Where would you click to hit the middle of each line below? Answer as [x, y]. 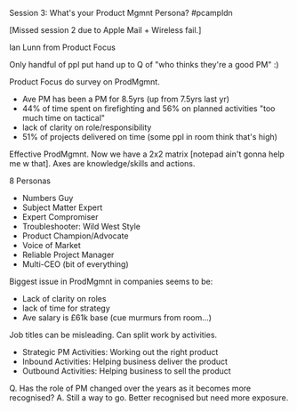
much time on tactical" [63, 118]
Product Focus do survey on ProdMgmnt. [84, 82]
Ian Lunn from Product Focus [62, 47]
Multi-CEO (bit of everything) [75, 264]
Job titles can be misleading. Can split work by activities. [113, 335]
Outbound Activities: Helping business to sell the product [126, 371]
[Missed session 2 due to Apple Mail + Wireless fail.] [105, 30]
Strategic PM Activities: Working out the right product [120, 352]
